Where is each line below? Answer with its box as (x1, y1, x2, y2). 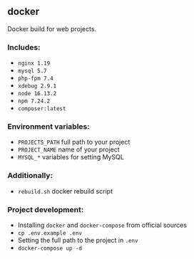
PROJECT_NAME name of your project (17, 145, 120, 154)
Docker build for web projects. (7, 24, 97, 33)
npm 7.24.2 (17, 97, 51, 105)
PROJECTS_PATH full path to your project (17, 138, 131, 147)
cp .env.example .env (17, 230, 82, 237)
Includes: (7, 42, 41, 52)
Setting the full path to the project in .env (17, 236, 138, 244)
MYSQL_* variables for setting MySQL (17, 153, 125, 162)
